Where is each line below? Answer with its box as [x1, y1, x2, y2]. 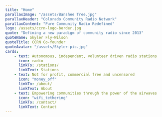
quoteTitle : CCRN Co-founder [5, 40, 66, 45]
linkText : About [18, 86, 52, 91]
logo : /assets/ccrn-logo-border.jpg [5, 26, 81, 31]
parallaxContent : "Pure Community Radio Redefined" [5, 21, 115, 26]
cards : [5, 49, 19, 54]
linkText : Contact [18, 105, 57, 110]
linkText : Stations [18, 68, 59, 73]
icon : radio [18, 58, 43, 63]
